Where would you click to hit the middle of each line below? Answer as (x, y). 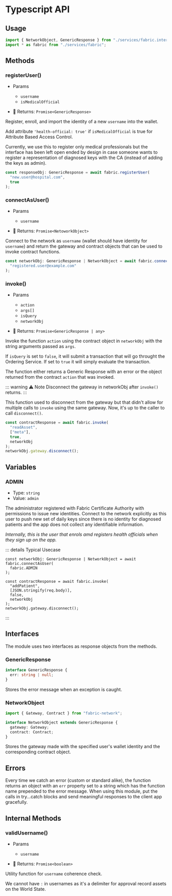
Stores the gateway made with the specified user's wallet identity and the (83, 747)
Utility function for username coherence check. (54, 873)
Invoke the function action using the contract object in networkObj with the (84, 341)
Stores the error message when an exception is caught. (64, 689)
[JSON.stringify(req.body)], (41, 590)
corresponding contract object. (38, 752)
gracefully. (17, 802)
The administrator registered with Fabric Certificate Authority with (75, 508)
